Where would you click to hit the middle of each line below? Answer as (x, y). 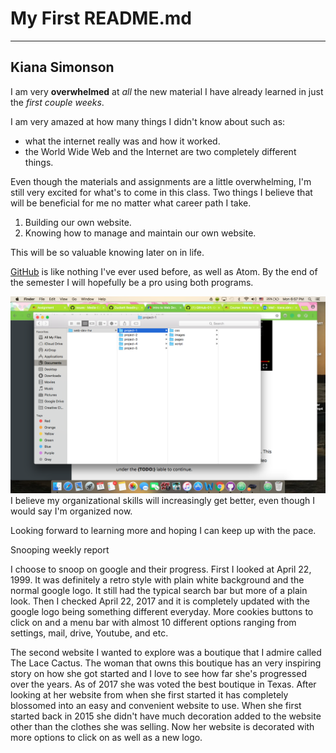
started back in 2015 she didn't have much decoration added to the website (166, 716)
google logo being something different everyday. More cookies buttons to (162, 611)
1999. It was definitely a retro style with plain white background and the (157, 579)
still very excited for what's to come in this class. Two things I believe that (161, 192)
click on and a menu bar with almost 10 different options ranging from (153, 622)
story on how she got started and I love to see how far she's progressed (158, 673)
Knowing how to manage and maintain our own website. (140, 233)
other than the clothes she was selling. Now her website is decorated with (162, 726)
